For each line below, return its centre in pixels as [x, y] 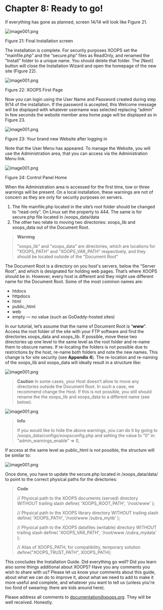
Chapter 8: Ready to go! [54, 9]
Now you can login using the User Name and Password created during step [81, 99]
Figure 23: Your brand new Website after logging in [56, 139]
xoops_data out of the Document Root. [51, 227]
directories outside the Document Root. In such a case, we [76, 386]
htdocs [19, 291]
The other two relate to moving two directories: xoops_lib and [73, 222]
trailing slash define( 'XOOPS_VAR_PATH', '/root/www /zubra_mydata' [87, 532]
